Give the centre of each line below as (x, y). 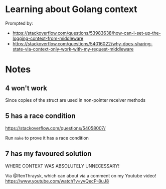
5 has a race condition (41, 116)
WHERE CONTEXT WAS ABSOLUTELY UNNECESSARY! (62, 166)
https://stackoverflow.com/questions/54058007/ (56, 128)
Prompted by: (19, 23)
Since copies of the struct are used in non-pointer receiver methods (75, 100)
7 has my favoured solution (48, 154)
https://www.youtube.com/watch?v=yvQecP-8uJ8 (57, 181)
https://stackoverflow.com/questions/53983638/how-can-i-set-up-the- (87, 33)
